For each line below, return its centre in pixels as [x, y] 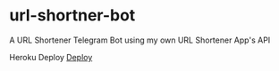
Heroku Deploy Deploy [51, 57]
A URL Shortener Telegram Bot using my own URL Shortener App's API [140, 40]
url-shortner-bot [72, 16]
